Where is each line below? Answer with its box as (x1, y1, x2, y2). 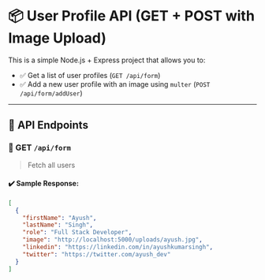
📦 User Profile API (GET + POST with (8, 7, 255, 25)
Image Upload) (8, 29, 106, 47)
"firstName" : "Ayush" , (22, 214, 97, 222)
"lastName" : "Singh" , (22, 221, 93, 230)
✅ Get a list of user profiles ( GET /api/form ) (19, 70, 161, 80)
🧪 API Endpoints (8, 118, 89, 132)
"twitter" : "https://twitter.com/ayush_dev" (22, 250, 171, 258)
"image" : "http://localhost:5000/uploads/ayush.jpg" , (22, 236, 203, 244)
